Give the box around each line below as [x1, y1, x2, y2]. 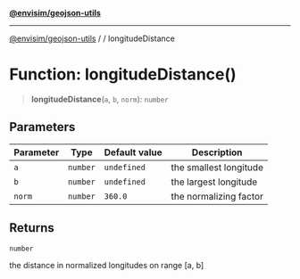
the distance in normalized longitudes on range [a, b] [9, 259, 204, 270]
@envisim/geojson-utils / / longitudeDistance [9, 33, 176, 44]
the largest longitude [171, 176, 258, 188]
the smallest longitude [171, 160, 263, 173]
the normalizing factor [171, 190, 263, 202]
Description [191, 146, 243, 159]
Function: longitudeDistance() [9, 64, 237, 85]
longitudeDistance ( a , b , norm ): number [30, 94, 169, 104]
